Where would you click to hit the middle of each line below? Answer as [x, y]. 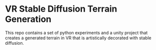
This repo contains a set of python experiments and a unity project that [76, 33]
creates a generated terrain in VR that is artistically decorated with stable [78, 38]
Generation [28, 19]
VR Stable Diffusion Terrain [61, 9]
